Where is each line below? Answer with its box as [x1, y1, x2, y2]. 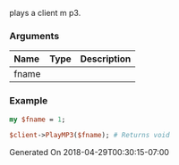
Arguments [9, 29, 60, 42]
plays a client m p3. [9, 8, 81, 18]
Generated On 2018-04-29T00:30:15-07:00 [9, 147, 170, 158]
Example [9, 95, 48, 107]
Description [80, 53, 132, 65]
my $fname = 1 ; [9, 115, 66, 124]
